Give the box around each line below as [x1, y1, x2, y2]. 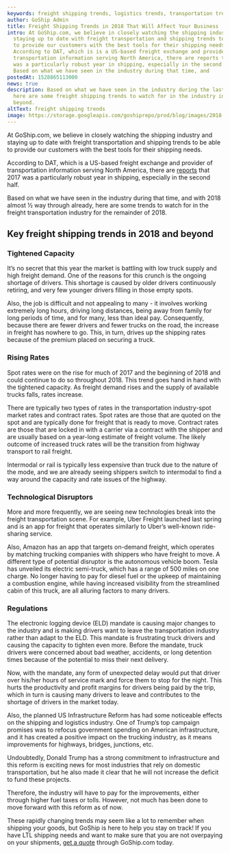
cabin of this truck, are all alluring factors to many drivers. [7, 586, 170, 595]
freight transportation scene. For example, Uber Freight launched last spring [7, 515, 222, 523]
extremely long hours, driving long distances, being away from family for [7, 306, 212, 315]
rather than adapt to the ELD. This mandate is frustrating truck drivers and [7, 634, 216, 642]
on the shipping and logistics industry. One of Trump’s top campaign [7, 719, 200, 727]
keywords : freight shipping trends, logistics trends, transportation [7, 10, 213, 17]
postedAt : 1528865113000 [7, 73, 78, 81]
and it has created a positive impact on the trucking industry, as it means [7, 733, 212, 741]
